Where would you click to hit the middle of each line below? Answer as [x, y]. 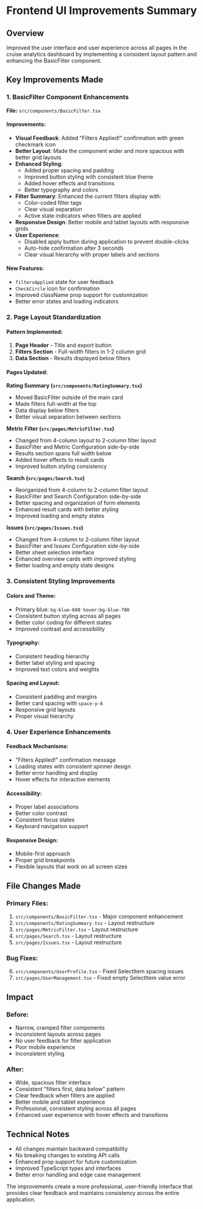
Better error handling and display [56, 773]
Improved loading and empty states [60, 516]
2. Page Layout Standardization [54, 317]
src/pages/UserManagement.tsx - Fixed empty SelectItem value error [100, 978]
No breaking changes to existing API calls [67, 1155]
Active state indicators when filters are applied [83, 215]
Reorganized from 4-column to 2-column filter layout [81, 490]
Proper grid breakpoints [45, 860]
